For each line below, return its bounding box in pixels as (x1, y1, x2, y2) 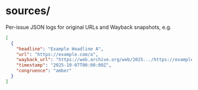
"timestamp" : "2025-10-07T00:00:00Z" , (16, 62, 112, 68)
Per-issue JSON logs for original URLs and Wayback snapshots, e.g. (5, 24, 172, 31)
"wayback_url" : (16, 57, 54, 63)
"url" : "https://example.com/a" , (16, 51, 99, 57)
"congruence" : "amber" (16, 68, 72, 74)
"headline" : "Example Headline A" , (16, 46, 104, 52)
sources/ (5, 4, 51, 18)
